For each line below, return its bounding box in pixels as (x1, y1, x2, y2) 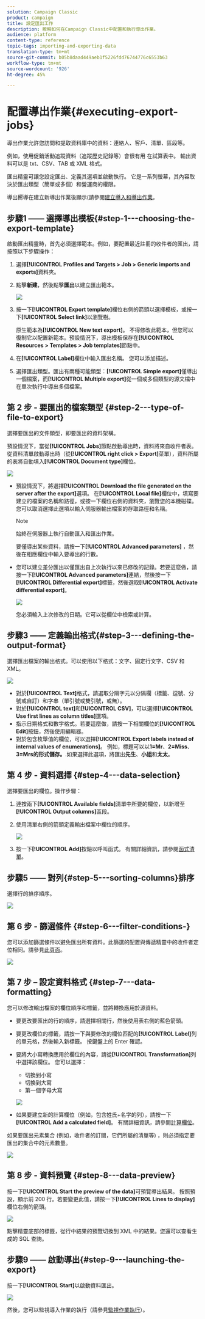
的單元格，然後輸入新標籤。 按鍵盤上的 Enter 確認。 (15, 1037, 146, 1045)
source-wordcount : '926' (7, 65, 70, 72)
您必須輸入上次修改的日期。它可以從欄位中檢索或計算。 (15, 610, 155, 618)
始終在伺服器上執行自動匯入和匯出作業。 (15, 530, 117, 537)
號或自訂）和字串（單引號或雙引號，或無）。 (15, 697, 125, 704)
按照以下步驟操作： (7, 248, 55, 255)
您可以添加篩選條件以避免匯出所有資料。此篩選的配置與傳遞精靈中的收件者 (7, 938, 193, 946)
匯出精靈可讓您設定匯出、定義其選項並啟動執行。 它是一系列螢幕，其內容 (7, 173, 190, 180)
